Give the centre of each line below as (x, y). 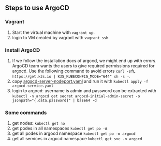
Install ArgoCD (22, 50)
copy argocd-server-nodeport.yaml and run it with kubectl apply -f (80, 81)
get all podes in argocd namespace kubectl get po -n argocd (74, 133)
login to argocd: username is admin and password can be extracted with (84, 90)
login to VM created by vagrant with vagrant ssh (60, 37)
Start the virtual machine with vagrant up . (53, 32)
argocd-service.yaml (33, 86)
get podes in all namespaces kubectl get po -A (59, 129)
